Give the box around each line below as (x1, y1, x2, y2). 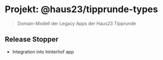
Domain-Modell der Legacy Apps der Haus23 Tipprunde (17, 20, 136, 26)
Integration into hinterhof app (12, 48, 74, 54)
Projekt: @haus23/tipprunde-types (5, 4, 158, 15)
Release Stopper (5, 35, 59, 44)
